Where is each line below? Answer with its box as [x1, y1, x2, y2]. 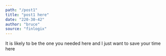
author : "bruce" [5, 21, 40, 27]
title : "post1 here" [5, 12, 50, 17]
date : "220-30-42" [5, 17, 45, 22]
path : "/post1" [5, 7, 38, 13]
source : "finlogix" [5, 26, 47, 32]
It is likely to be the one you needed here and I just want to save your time [5, 40, 161, 46]
